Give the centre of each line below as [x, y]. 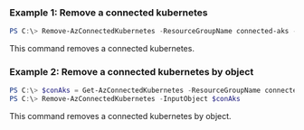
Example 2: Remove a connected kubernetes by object [132, 72]
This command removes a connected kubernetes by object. [121, 116]
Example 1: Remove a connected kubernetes [109, 13]
